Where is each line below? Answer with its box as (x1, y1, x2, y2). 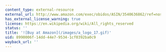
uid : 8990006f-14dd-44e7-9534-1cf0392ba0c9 (5, 35, 96, 40)
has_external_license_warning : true (5, 16, 81, 21)
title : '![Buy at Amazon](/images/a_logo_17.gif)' (5, 30, 112, 35)
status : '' (5, 26, 28, 31)
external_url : (5, 12, 35, 17)
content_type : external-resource (5, 7, 74, 12)
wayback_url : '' (5, 40, 39, 45)
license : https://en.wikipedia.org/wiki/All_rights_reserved (5, 21, 134, 26)
